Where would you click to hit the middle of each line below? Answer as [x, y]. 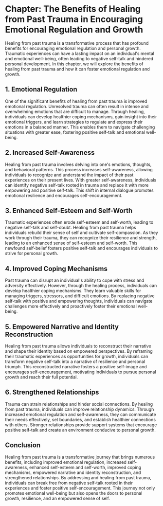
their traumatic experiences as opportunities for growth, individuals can [77, 356]
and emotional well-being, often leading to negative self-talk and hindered [79, 58]
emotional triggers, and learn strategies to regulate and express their [74, 122]
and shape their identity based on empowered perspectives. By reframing [79, 351]
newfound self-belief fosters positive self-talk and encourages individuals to [81, 248]
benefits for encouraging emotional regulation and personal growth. [73, 48]
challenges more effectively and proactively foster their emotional [71, 306]
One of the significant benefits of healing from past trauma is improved [76, 101]
